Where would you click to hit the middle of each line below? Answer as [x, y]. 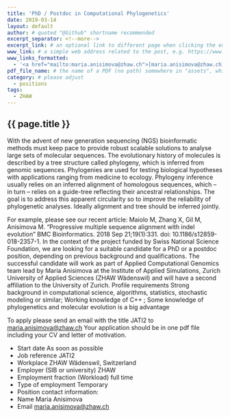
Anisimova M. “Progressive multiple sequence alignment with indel [101, 226]
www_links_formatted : [38, 58]
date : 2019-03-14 [32, 20]
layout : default [30, 26]
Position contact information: [58, 392]
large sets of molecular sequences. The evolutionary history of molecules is [114, 155]
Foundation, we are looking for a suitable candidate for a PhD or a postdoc [112, 248]
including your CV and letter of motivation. [67, 335]
